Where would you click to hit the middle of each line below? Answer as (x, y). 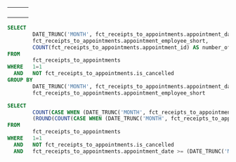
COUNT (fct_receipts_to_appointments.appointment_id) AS (116, 47)
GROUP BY (20, 80)
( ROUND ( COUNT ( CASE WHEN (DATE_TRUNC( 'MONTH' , (100, 119)
